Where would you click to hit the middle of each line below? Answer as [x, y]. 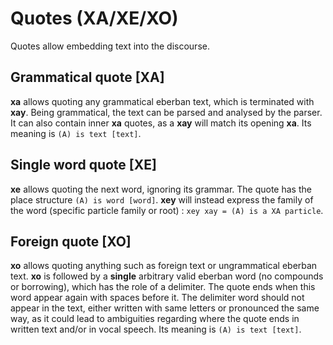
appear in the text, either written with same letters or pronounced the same [165, 308]
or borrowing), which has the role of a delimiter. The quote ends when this [163, 287]
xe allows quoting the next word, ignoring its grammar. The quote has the [161, 189]
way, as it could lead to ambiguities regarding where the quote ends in [155, 319]
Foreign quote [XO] [71, 241]
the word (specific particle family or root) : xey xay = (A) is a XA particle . [167, 210]
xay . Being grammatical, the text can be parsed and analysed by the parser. [166, 112]
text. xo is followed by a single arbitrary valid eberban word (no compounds [167, 276]
